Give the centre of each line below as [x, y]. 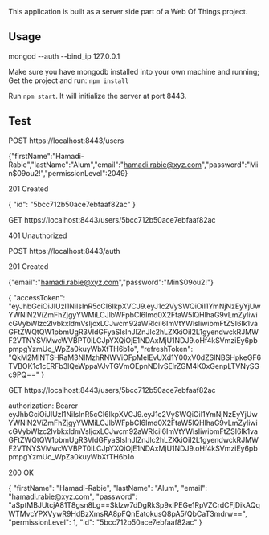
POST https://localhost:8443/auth [64, 251]
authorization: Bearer [43, 406]
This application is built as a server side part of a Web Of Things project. [128, 12]
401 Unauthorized [38, 235]
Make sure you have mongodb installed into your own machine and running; [134, 71]
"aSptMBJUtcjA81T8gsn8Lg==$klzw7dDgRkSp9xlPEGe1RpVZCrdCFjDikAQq [134, 504]
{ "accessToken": [37, 297]
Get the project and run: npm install [69, 80]
